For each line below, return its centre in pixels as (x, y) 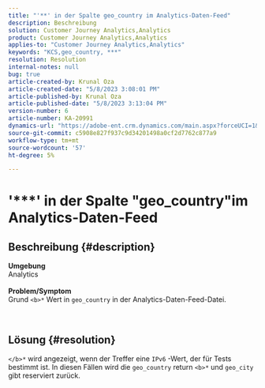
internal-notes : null (44, 67)
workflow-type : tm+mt (44, 140)
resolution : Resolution (47, 60)
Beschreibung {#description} (82, 247)
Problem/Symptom (40, 291)
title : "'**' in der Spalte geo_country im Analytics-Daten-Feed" (119, 15)
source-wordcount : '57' (47, 148)
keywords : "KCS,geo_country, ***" (65, 52)
